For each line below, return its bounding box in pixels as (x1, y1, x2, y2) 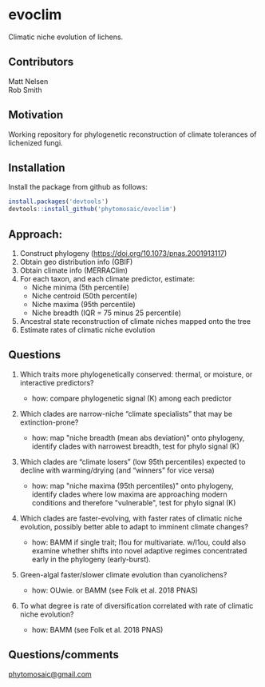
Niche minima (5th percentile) (31, 282, 130, 292)
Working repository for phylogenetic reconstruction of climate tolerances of (8, 130, 257, 139)
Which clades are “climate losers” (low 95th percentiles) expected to (19, 457, 246, 466)
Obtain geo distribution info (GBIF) (19, 257, 133, 266)
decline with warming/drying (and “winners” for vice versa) (19, 465, 216, 475)
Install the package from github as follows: (8, 182, 148, 192)
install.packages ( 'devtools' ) (8, 198, 109, 206)
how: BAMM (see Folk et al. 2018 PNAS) (31, 625, 164, 634)
